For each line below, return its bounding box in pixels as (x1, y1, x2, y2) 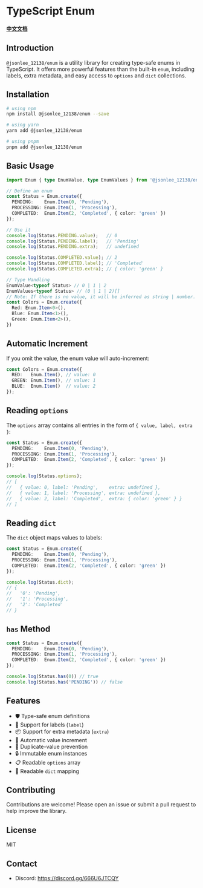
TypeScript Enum (6, 4, 95, 18)
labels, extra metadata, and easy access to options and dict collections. (6, 71, 187, 79)
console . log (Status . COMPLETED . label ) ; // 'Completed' (6, 260, 145, 267)
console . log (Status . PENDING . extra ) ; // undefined (6, 244, 139, 250)
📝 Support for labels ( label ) (14, 721, 84, 728)
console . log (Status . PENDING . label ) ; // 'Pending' (6, 238, 139, 244)
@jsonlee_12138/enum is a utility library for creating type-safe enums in (6, 59, 181, 66)
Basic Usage (6, 161, 54, 171)
